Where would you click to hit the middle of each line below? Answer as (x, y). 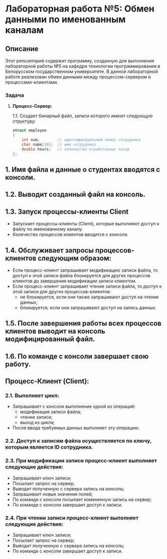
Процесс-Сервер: (32, 106)
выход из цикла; (37, 423)
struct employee (29, 131)
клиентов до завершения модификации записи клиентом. (74, 281)
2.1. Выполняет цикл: (32, 395)
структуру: (24, 121)
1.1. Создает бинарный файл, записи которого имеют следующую (82, 116)
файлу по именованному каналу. (48, 229)
